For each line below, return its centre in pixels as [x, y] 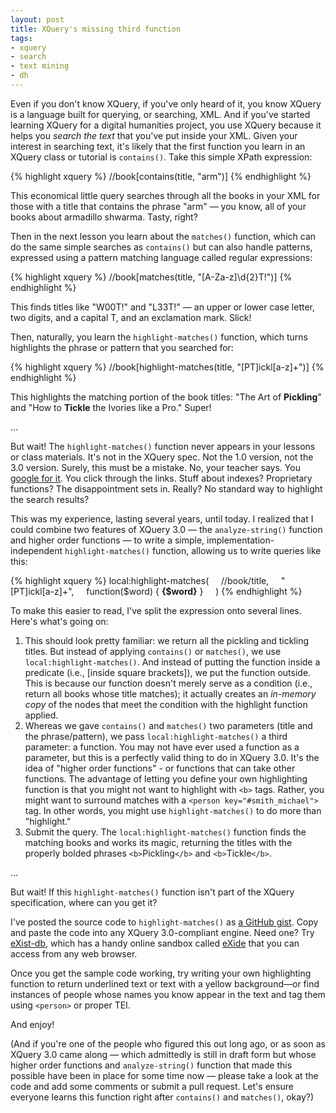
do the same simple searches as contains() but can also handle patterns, [161, 247]
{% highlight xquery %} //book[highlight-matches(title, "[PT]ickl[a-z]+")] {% [167, 367]
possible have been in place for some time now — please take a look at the [164, 1075]
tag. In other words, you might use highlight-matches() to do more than [173, 810]
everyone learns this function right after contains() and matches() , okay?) [162, 1097]
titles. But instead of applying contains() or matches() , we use [153, 651]
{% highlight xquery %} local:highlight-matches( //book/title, [140, 580]
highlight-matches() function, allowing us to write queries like [193, 550]
